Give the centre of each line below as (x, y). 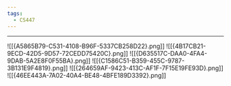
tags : (15, 13)
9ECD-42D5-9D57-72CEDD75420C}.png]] (68, 53)
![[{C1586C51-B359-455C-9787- (138, 61)
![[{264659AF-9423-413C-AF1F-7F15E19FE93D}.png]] (146, 68)
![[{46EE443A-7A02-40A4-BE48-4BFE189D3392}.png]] (87, 75)
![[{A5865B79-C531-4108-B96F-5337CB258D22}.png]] (86, 46)
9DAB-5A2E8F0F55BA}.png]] (49, 61)
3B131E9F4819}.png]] (37, 68)
